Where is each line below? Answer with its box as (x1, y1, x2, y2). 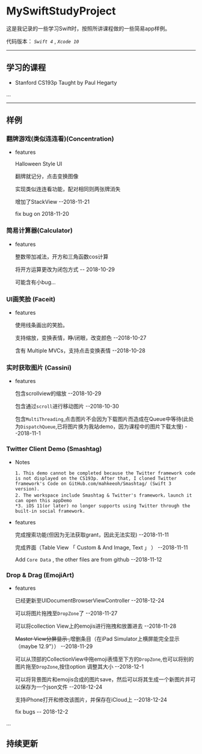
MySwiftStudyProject (6, 4, 116, 18)
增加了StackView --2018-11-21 (14, 198, 90, 206)
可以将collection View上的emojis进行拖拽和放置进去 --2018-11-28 (14, 622, 177, 630)
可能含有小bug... (14, 278, 56, 286)
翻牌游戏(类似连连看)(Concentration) (6, 135, 114, 143)
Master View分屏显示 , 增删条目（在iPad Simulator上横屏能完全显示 (14, 635, 180, 642)
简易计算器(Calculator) (6, 227, 73, 235)
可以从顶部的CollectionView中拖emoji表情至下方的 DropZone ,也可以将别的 (14, 655, 194, 663)
